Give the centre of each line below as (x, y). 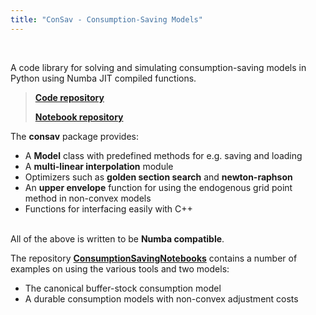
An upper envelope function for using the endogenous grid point (158, 187)
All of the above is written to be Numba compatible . (117, 238)
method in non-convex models (88, 198)
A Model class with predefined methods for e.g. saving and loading (163, 155)
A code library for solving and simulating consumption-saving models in (158, 67)
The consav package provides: (74, 136)
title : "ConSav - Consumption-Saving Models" (106, 19)
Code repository (69, 97)
